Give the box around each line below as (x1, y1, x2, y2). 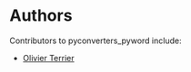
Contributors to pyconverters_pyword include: (9, 35, 182, 46)
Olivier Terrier (22, 52, 75, 63)
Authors (9, 5, 73, 26)
